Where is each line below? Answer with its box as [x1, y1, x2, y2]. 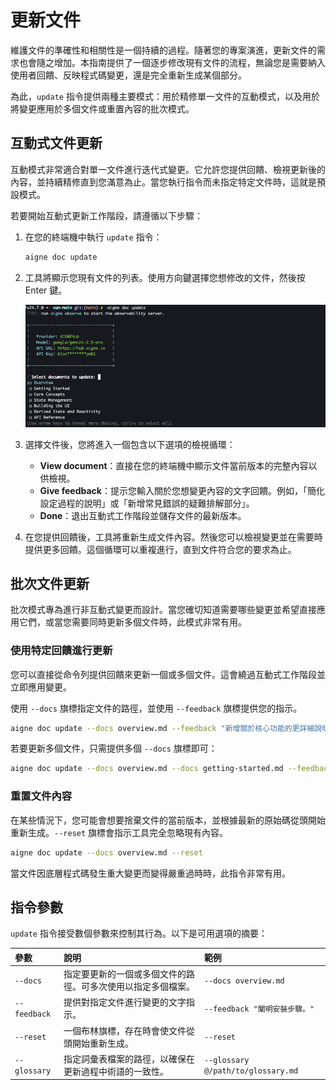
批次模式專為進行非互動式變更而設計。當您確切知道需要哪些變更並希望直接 [10, 604, 317, 616]
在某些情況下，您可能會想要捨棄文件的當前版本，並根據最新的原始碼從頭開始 [10, 814, 326, 826]
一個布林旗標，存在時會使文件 [63, 1024, 187, 1036]
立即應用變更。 [10, 681, 72, 693]
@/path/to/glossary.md [203, 1066, 299, 1076]
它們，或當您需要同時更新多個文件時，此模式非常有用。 [18, 616, 247, 628]
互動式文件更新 [10, 135, 103, 152]
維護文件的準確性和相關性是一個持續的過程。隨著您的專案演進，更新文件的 [10, 44, 317, 56]
